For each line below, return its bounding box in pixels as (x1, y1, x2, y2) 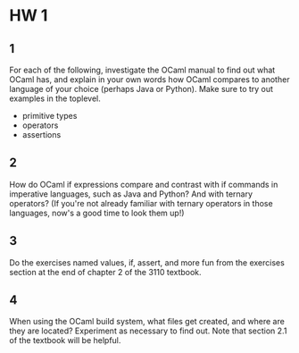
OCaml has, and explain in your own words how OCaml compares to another (9, 74, 290, 85)
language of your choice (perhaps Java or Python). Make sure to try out (9, 84, 274, 94)
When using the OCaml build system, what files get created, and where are (9, 316, 286, 327)
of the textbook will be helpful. (9, 335, 121, 346)
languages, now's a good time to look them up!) (9, 207, 185, 218)
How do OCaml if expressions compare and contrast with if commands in (9, 179, 278, 189)
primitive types (21, 111, 78, 121)
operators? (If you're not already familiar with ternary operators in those (9, 198, 274, 208)
